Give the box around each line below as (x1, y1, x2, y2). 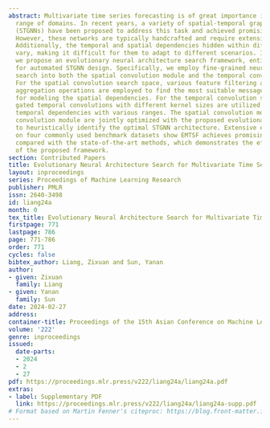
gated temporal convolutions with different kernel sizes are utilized (15, 101, 261, 109)
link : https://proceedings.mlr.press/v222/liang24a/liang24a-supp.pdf (15, 400, 257, 408)
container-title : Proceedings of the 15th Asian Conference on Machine (8, 318, 253, 326)
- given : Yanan (8, 288, 59, 296)
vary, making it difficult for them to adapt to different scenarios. (15, 49, 257, 57)
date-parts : (15, 348, 56, 356)
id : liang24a (8, 198, 52, 206)
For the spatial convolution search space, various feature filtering (15, 79, 257, 87)
